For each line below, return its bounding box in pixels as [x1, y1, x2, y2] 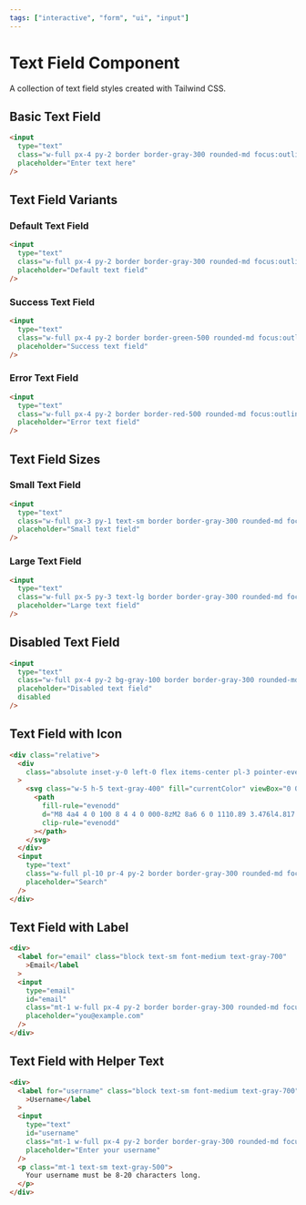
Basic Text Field [9, 108, 101, 124]
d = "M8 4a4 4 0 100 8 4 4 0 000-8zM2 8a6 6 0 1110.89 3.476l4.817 [42, 810, 296, 819]
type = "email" [25, 985, 76, 996]
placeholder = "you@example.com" [25, 1012, 145, 1021]
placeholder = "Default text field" [17, 266, 148, 275]
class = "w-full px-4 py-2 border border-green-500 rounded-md [17, 333, 255, 342]
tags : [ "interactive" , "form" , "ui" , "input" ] [9, 13, 189, 23]
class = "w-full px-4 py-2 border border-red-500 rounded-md [17, 409, 247, 419]
